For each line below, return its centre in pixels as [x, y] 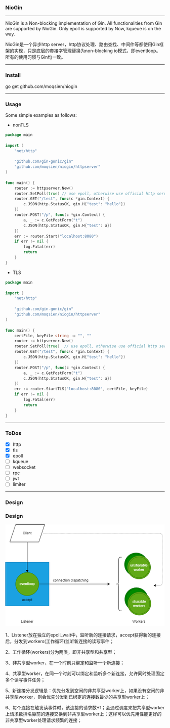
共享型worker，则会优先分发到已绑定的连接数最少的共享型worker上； [77, 697]
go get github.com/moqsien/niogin [41, 86]
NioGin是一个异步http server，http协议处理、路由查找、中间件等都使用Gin [82, 44]
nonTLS [20, 125]
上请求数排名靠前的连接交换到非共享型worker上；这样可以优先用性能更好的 [83, 714]
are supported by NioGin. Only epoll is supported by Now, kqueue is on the [83, 29]
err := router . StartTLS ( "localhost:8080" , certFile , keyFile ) [81, 389]
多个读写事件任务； [25, 679]
